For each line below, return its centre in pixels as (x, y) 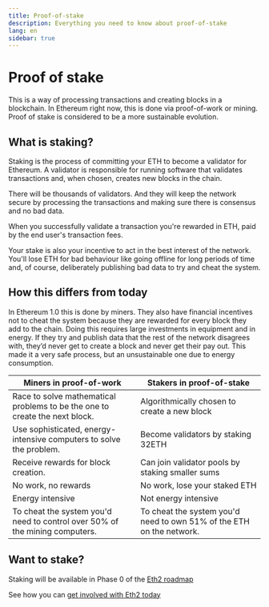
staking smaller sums (180, 472)
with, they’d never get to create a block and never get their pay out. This (127, 346)
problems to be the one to (61, 406)
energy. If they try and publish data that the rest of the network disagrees (129, 337)
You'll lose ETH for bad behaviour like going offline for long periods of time (131, 259)
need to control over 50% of (65, 521)
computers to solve (84, 439)
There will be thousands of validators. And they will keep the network (122, 194)
